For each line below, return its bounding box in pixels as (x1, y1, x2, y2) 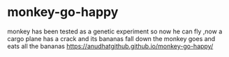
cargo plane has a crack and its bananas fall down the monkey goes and (7, 34, 216, 42)
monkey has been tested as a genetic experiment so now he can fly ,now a (7, 27, 223, 35)
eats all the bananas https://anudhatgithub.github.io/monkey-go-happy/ (7, 42, 214, 50)
